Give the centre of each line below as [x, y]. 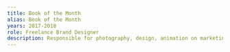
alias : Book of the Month [44, 20]
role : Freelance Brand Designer [53, 32]
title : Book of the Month [44, 13]
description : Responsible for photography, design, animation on [102, 38]
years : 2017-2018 [32, 26]
